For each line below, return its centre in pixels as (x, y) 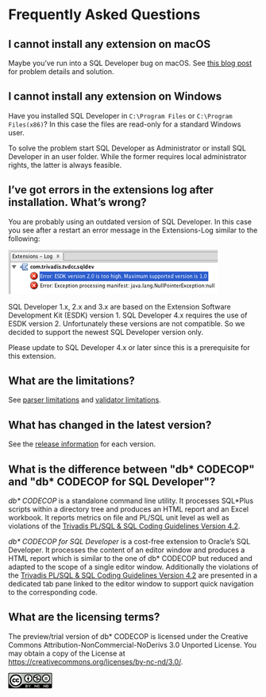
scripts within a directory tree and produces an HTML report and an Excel (128, 509)
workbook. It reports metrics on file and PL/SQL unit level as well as (119, 518)
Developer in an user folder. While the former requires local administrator (128, 156)
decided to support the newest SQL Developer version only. (106, 332)
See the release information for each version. (82, 444)
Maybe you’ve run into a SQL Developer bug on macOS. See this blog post (130, 63)
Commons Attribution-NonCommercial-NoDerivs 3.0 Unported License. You (132, 644)
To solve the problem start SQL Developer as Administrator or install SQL (127, 148)
